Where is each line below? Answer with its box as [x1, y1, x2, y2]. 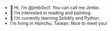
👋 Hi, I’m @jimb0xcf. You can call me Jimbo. [9, 5, 101, 10]
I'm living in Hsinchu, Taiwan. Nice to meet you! [9, 20, 108, 26]
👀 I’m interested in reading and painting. [9, 10, 92, 16]
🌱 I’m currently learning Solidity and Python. [9, 15, 101, 21]
